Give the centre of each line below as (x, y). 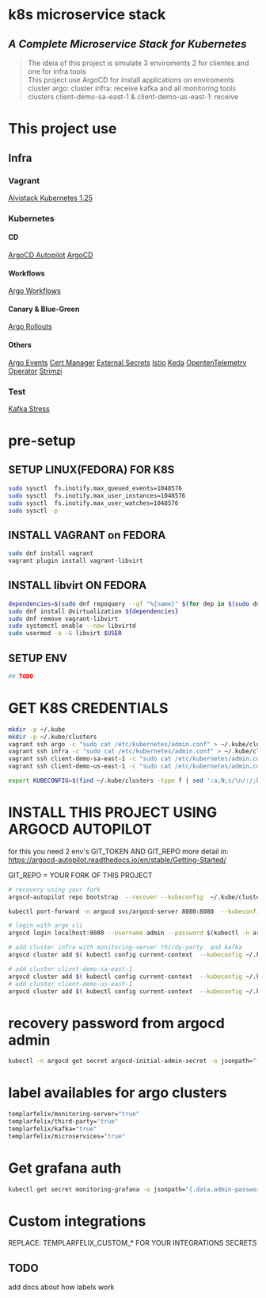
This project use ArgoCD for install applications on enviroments (131, 80)
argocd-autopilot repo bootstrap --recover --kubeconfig (106, 897)
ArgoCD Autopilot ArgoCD (51, 255)
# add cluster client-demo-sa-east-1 (70, 969)
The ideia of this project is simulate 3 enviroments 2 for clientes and (138, 63)
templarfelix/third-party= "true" (63, 1122)
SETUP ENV (38, 658)
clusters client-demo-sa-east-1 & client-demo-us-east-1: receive (133, 96)
